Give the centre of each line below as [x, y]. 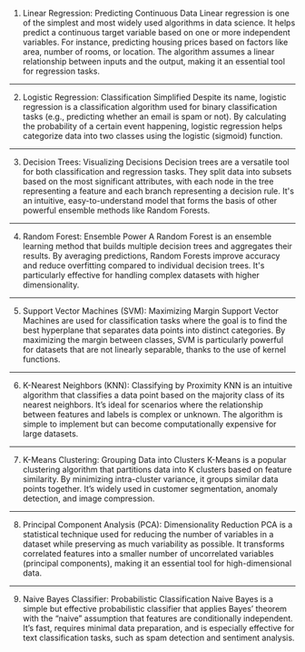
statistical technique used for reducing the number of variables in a [148, 534]
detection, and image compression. [89, 498]
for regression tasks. [61, 71]
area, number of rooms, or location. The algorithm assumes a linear [148, 52]
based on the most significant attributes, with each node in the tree [148, 181]
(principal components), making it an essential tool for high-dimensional [157, 563]
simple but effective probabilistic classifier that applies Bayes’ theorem [155, 609]
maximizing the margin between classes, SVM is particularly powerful [153, 340]
